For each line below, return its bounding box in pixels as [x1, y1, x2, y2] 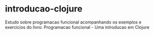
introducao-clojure [5, 3, 83, 14]
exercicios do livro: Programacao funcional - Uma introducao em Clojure [5, 24, 150, 30]
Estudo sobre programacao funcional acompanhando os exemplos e [5, 19, 142, 25]
